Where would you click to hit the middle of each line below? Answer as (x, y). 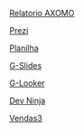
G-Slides (26, 66)
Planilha (24, 48)
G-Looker (27, 83)
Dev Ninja (28, 100)
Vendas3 (26, 118)
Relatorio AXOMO (42, 13)
